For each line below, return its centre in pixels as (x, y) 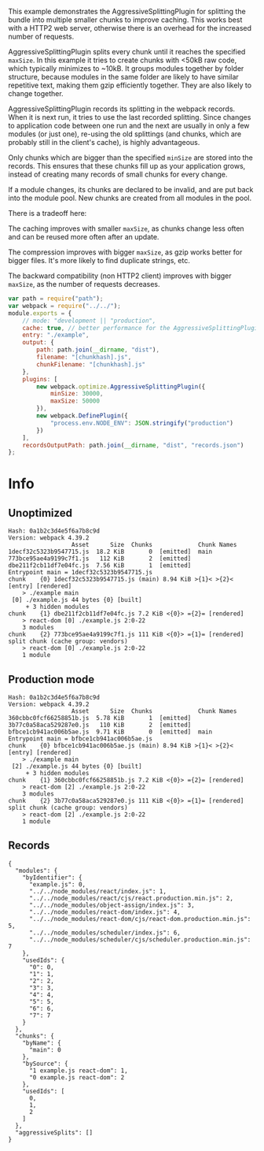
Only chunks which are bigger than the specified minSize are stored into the (131, 158)
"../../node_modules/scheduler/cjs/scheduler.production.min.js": (140, 939)
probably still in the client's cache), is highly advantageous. (104, 142)
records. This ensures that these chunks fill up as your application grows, (127, 166)
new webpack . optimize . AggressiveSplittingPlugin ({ (121, 386)
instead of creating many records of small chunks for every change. (118, 174)
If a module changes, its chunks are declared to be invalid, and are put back (131, 189)
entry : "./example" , (56, 335)
